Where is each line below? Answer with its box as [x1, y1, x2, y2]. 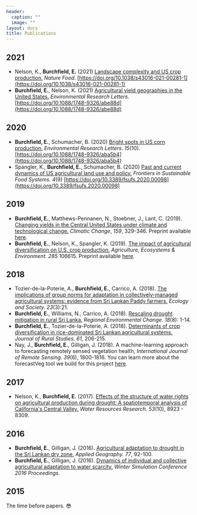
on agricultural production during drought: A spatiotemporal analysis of [14, 399, 187, 407]
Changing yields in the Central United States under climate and [14, 221, 168, 228]
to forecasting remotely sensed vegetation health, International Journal [14, 348, 188, 355]
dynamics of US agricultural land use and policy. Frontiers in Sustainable [14, 169, 191, 177]
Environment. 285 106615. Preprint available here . [14, 252, 135, 259]
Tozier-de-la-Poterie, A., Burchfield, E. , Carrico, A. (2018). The [14, 285, 167, 292]
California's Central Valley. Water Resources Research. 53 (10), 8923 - [14, 405, 184, 412]
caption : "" [11, 14, 41, 20]
